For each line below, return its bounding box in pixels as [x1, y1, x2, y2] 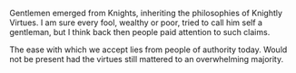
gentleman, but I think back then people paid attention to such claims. [9, 27, 271, 37]
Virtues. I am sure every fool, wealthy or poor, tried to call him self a [9, 17, 263, 28]
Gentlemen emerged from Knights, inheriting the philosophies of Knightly [9, 8, 283, 18]
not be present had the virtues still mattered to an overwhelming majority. [9, 54, 284, 64]
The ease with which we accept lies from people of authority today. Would [9, 44, 288, 55]
